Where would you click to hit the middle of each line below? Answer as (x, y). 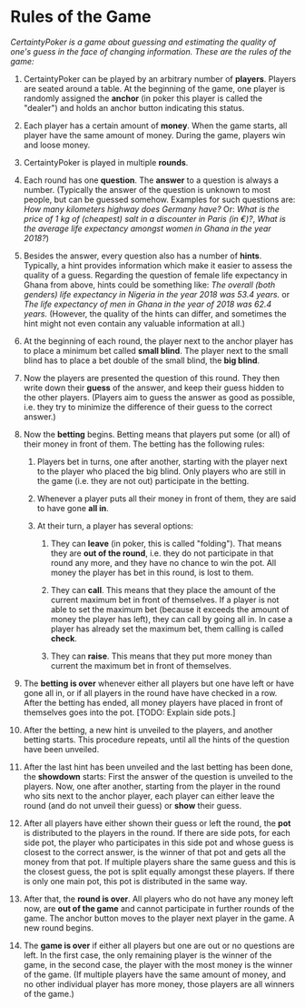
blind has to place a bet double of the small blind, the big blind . (142, 360)
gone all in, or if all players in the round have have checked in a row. (150, 692)
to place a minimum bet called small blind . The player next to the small (156, 350)
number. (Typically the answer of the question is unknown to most (147, 189)
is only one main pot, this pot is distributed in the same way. (135, 881)
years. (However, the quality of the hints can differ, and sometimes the (155, 313)
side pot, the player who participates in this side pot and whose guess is (158, 842)
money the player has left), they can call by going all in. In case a (172, 619)
